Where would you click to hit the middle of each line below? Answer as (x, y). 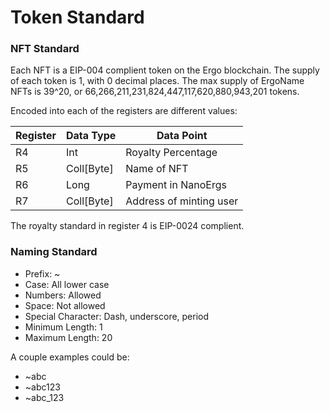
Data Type (91, 136)
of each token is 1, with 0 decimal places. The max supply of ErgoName (157, 81)
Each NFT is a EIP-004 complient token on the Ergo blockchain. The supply (165, 70)
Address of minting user (182, 201)
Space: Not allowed (65, 305)
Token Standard (77, 17)
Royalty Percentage (171, 153)
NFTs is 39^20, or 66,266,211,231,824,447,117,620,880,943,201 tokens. (155, 92)
